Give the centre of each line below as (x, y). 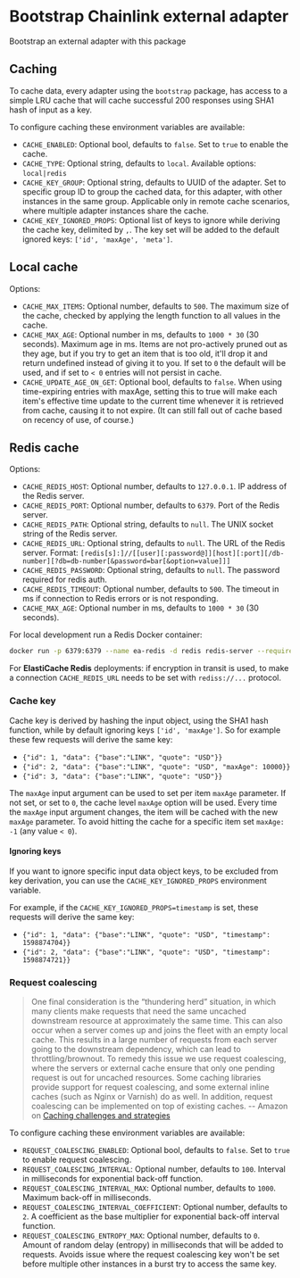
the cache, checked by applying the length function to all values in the (151, 315)
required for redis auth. (64, 580)
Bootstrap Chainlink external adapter (149, 17)
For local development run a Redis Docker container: (106, 635)
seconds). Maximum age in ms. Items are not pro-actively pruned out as (155, 344)
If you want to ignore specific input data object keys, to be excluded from (144, 871)
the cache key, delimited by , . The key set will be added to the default (150, 229)
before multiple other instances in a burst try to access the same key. (149, 1264)
